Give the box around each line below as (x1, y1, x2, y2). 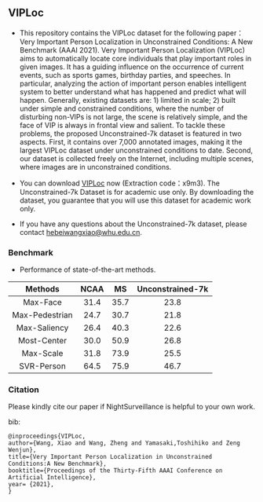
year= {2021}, (8, 481, 55, 489)
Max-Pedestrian (12, 310, 73, 321)
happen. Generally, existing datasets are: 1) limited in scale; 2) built (19, 95, 236, 104)
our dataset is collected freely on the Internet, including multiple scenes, (19, 153, 254, 163)
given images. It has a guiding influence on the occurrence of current (19, 62, 244, 71)
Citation (8, 384, 39, 395)
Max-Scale (21, 348, 64, 359)
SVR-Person (19, 361, 67, 372)
